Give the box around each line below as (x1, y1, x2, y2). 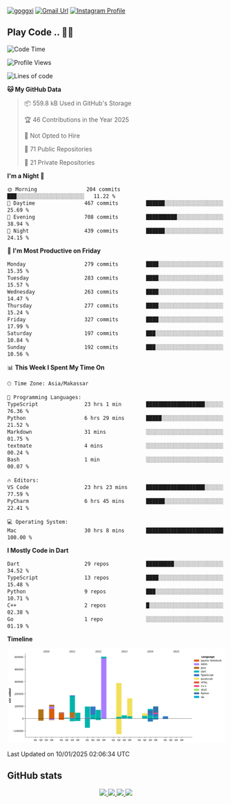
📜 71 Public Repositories (23, 145, 92, 153)
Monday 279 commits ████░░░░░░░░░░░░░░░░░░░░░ (7, 260, 224, 268)
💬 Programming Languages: (7, 394, 81, 401)
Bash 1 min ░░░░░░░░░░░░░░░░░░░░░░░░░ (7, 456, 224, 463)
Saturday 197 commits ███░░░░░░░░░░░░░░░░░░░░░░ (7, 329, 224, 337)
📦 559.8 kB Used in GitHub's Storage (23, 99, 132, 107)
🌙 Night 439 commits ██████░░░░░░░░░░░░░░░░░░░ (7, 227, 224, 235)
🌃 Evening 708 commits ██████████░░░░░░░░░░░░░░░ (7, 213, 224, 221)
